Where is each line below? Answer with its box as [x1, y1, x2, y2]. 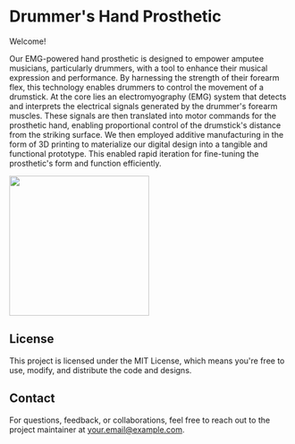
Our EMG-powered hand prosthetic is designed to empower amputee [9, 53, 265, 64]
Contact [9, 391, 55, 406]
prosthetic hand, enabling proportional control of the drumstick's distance [9, 119, 282, 131]
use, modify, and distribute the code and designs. [9, 364, 192, 375]
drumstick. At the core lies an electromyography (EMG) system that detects [9, 91, 287, 102]
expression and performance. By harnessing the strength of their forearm [9, 72, 280, 82]
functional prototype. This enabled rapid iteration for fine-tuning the [9, 148, 259, 158]
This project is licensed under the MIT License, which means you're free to [9, 355, 285, 366]
